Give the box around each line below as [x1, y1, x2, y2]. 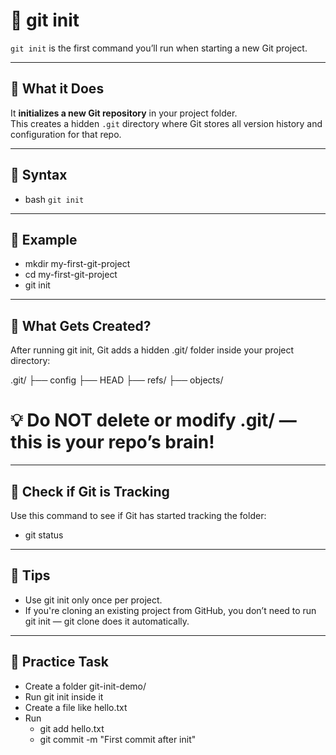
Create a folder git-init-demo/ [24, 680, 147, 692]
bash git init [24, 193, 85, 205]
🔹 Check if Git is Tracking [10, 483, 170, 500]
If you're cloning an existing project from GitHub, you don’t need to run [24, 604, 317, 616]
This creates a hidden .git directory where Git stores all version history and [10, 117, 323, 129]
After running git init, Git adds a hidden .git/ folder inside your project [10, 344, 295, 356]
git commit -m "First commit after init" [39, 733, 197, 745]
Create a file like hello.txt [24, 701, 128, 713]
